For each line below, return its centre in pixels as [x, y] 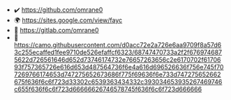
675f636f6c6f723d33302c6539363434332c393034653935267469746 [118, 82]
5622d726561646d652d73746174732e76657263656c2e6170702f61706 [117, 60]
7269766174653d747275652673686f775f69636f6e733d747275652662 [117, 74]
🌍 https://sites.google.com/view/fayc [68, 20]
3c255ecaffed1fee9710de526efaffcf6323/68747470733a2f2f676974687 [118, 52]
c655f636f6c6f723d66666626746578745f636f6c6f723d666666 [108, 89]
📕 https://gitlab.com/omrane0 [56, 30]
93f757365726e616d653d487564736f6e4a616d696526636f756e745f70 [119, 67]
